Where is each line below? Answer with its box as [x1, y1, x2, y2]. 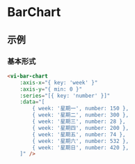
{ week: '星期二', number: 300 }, [32, 112, 129, 119]
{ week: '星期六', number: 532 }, [32, 137, 129, 144]
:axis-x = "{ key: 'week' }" [19, 79, 98, 86]
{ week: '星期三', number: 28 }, [32, 118, 126, 125]
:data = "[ [19, 98, 45, 105]
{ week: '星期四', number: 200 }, [32, 124, 129, 131]
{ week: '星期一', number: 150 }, [32, 105, 129, 112]
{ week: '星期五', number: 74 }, [32, 131, 126, 138]
